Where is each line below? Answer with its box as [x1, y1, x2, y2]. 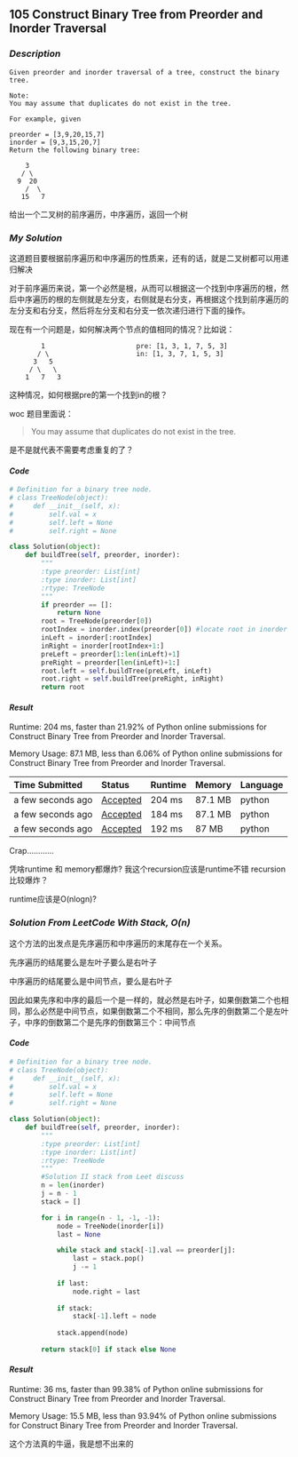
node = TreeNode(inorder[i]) [56, 1222, 165, 1230]
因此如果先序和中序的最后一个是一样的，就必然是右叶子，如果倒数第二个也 [9, 994, 281, 1005]
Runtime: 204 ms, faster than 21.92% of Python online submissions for [9, 721, 268, 732]
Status [101, 779, 130, 792]
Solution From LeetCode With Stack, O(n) [9, 917, 191, 929]
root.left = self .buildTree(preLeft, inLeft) [41, 666, 213, 675]
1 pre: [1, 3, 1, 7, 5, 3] [41, 341, 228, 350]
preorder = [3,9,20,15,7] [9, 130, 105, 139]
